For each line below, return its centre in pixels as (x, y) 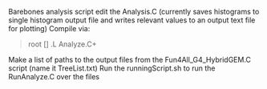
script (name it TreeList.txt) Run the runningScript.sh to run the (112, 68)
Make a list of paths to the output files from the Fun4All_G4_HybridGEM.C (129, 60)
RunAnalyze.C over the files (54, 77)
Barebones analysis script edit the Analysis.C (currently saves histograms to (134, 12)
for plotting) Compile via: (49, 28)
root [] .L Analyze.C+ (62, 44)
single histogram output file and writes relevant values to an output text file (132, 20)
